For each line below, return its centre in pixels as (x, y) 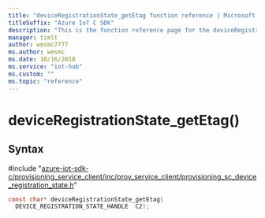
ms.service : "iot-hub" (45, 67)
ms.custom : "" (32, 74)
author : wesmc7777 (38, 45)
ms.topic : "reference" (45, 81)
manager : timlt (33, 37)
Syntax (26, 149)
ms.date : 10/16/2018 (42, 60)
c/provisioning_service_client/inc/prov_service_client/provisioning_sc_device (132, 176)
